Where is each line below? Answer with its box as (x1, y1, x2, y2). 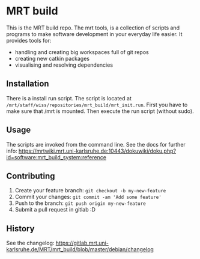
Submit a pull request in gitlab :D (14, 206, 96, 213)
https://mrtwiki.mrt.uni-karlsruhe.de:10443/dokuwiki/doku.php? (18, 147, 176, 154)
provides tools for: (6, 37, 52, 44)
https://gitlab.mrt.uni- (55, 239, 109, 247)
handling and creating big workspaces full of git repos (14, 48, 149, 55)
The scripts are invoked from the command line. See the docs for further (6, 141, 186, 148)
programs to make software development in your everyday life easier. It (6, 30, 183, 37)
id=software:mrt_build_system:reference (6, 153, 107, 160)
